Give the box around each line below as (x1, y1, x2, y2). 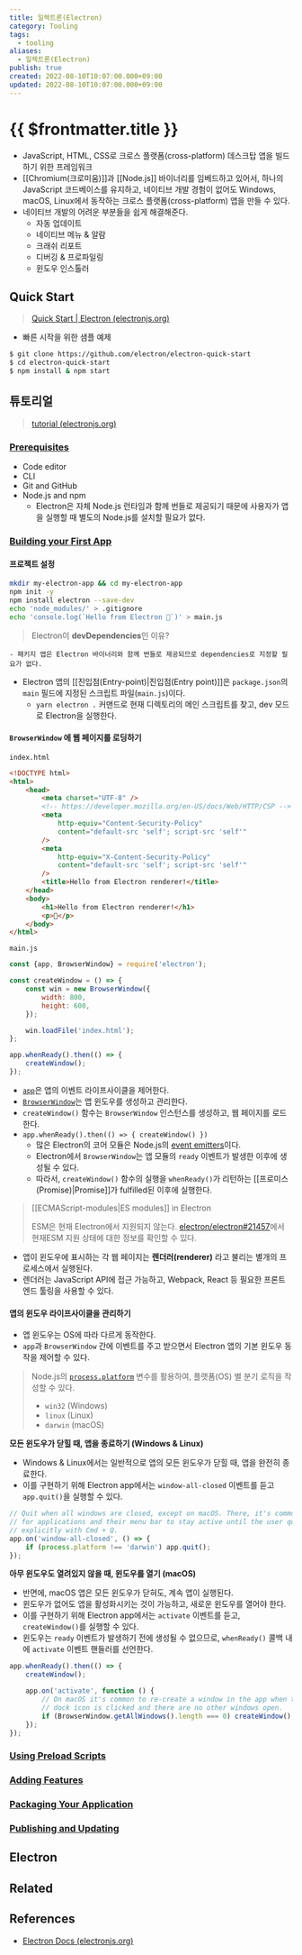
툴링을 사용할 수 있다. (39, 1285, 114, 1296)
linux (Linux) (44, 1410, 94, 1421)
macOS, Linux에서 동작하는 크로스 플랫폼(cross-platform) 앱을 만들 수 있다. (22, 195, 290, 206)
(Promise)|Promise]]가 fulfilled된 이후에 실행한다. (35, 1184, 213, 1195)
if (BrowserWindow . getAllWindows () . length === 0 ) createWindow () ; (41, 1712, 296, 1721)
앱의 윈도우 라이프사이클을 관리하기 (9, 1308, 132, 1319)
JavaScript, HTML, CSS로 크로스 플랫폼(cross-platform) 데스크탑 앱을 (22, 150, 274, 160)
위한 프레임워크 (39, 161, 93, 172)
